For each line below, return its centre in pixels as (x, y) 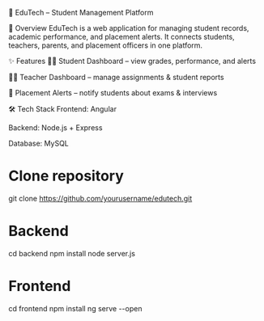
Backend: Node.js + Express (55, 128)
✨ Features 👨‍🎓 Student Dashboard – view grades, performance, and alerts (132, 61)
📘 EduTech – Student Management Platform (81, 13)
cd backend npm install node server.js (72, 253)
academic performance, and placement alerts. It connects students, (121, 37)
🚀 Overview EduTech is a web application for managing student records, (129, 28)
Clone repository (66, 176)
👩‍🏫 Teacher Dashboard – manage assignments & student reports (116, 77)
